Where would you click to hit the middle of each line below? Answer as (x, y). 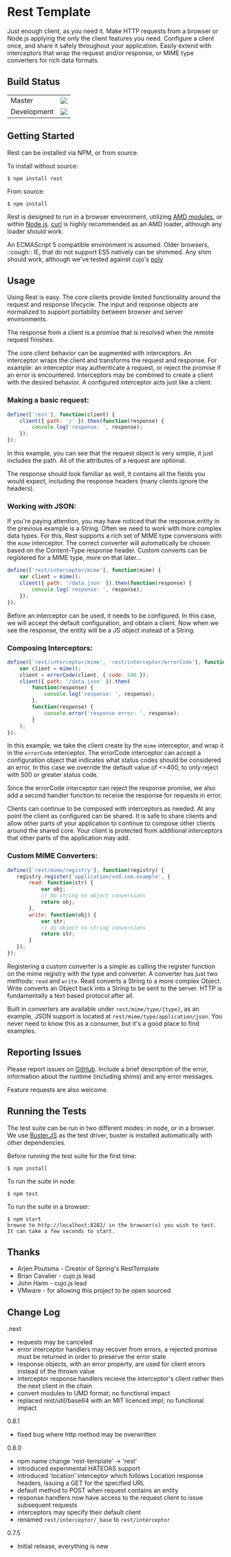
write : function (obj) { (63, 915)
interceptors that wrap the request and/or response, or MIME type (101, 53)
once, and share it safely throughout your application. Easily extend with (109, 45)
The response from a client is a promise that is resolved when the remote (111, 333)
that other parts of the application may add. (69, 838)
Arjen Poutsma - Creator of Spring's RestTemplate (88, 1269)
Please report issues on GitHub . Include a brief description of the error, (108, 1069)
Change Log (34, 1312)
